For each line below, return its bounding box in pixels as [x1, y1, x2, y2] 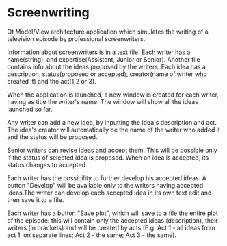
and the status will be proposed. [7, 132, 98, 141]
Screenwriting [7, 5, 90, 21]
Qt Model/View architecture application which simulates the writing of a [7, 27, 209, 36]
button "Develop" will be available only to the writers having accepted [7, 181, 204, 189]
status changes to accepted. [7, 160, 88, 169]
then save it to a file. [7, 195, 64, 204]
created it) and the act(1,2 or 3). [7, 77, 97, 85]
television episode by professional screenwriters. [7, 34, 146, 42]
